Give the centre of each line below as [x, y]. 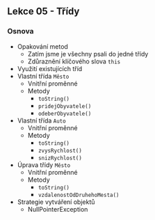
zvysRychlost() [60, 150]
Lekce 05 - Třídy [43, 11]
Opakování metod [42, 46]
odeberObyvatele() [65, 113]
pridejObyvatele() [65, 106]
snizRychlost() [60, 158]
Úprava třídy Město [44, 165]
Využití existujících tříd [50, 68]
